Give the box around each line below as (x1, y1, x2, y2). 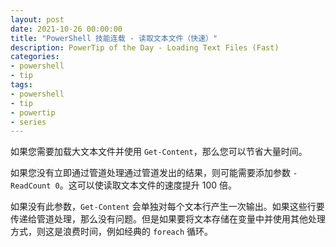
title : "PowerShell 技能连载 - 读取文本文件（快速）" (10, 33, 218, 43)
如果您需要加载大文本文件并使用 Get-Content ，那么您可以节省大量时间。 (10, 146, 308, 158)
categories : (10, 52, 60, 62)
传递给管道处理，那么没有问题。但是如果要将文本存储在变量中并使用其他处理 (10, 213, 326, 225)
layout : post (10, 14, 65, 25)
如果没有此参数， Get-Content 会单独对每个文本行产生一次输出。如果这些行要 (10, 201, 325, 213)
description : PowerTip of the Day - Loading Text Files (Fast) (10, 42, 280, 53)
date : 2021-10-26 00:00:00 (10, 24, 123, 34)
